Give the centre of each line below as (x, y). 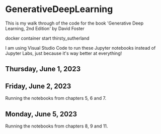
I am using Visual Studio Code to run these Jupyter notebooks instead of (80, 48)
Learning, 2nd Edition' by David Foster (45, 28)
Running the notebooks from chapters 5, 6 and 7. (56, 98)
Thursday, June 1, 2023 (43, 69)
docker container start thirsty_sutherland (47, 38)
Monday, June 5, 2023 (41, 114)
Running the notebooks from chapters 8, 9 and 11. (57, 126)
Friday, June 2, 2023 (38, 86)
